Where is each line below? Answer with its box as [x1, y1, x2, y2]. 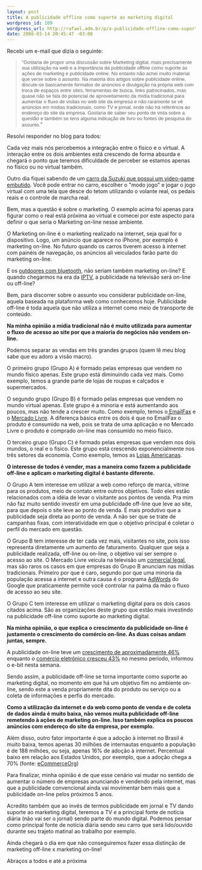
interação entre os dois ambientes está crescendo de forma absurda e [7, 150, 180, 158]
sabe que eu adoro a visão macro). [7, 353, 93, 360]
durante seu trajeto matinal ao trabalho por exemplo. [7, 828, 137, 835]
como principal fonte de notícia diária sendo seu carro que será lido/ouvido [7, 821, 193, 829]
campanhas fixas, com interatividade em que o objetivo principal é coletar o [7, 519, 194, 526]
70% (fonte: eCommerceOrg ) [7, 760, 79, 767]
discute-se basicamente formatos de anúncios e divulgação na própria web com [21, 82, 194, 88]
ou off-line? [7, 280, 35, 287]
